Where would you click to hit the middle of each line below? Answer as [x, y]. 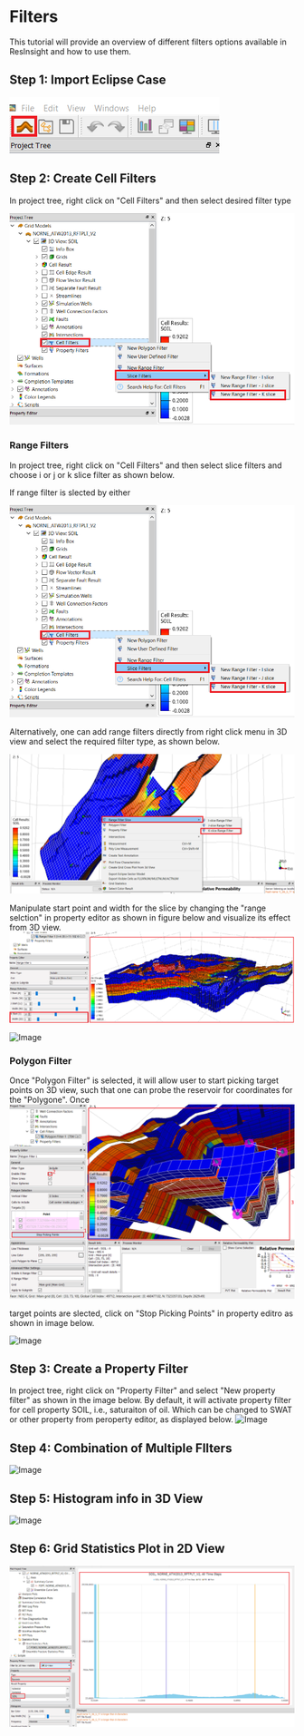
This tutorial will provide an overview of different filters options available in [148, 42]
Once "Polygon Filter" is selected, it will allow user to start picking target [144, 1080]
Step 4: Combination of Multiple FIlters [121, 1448]
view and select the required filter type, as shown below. [114, 741]
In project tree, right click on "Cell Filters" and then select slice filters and [146, 465]
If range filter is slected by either [70, 493]
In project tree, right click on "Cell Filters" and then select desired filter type [150, 200]
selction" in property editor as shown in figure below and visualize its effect [150, 917]
